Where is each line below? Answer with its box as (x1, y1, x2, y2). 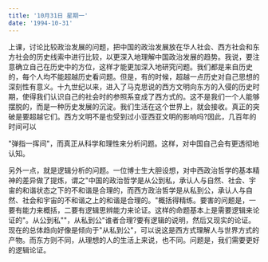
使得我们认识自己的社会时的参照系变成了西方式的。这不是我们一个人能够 (22, 92, 260, 101)
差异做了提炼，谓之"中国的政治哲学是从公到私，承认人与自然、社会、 (22, 175, 250, 185)
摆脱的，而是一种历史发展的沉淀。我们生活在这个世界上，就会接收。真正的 (8, 101, 253, 111)
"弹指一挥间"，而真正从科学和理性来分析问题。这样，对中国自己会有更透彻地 (8, 139, 260, 148)
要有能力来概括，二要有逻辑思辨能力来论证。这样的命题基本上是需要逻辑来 (8, 205, 253, 215)
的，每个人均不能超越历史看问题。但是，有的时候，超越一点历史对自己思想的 (8, 72, 260, 81)
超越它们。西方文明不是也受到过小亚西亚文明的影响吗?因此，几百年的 (29, 111, 257, 121)
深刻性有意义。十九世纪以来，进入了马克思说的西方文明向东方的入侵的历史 (8, 81, 253, 92)
